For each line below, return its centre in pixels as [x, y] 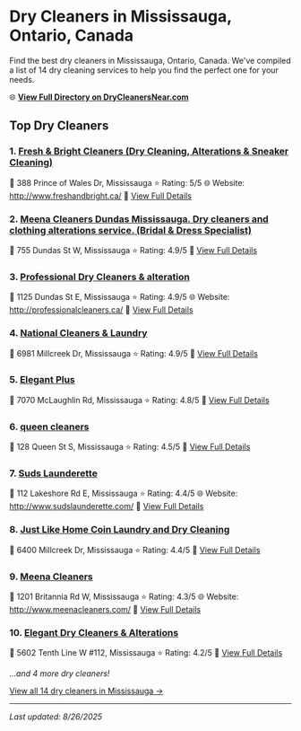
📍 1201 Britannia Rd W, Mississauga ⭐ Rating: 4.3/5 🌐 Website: [124, 596]
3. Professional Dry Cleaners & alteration [99, 277]
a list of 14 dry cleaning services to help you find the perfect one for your [144, 70]
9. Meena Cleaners [51, 577]
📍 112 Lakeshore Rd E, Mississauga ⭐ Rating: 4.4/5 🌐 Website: [124, 493]
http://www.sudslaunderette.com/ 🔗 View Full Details [107, 506]
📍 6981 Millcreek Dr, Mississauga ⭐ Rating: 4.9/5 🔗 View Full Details [133, 353]
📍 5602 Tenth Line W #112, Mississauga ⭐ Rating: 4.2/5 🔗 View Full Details [146, 653]
